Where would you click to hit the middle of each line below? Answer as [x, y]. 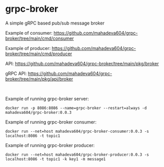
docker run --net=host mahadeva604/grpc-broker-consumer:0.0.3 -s [77, 131]
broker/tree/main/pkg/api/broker [39, 79]
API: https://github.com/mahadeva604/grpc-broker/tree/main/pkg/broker [82, 63]
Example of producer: [28, 48]
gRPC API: [16, 73]
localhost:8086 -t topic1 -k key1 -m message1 [56, 159]
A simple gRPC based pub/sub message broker [55, 23]
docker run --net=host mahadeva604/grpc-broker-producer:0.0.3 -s [77, 154]
